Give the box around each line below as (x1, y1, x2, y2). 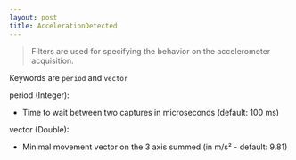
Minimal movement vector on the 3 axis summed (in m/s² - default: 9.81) (21, 141, 288, 152)
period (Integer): (9, 90, 70, 100)
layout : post (9, 12, 58, 22)
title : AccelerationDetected (9, 21, 118, 30)
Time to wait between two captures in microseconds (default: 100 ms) (21, 107, 279, 117)
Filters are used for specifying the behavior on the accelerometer (30, 45, 271, 56)
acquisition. (30, 55, 74, 66)
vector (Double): (9, 124, 70, 134)
